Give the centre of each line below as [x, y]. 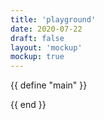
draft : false [37, 38]
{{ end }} [28, 105]
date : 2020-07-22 [46, 29]
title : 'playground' [53, 19]
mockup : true [37, 57]
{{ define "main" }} [49, 85]
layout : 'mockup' [46, 47]
